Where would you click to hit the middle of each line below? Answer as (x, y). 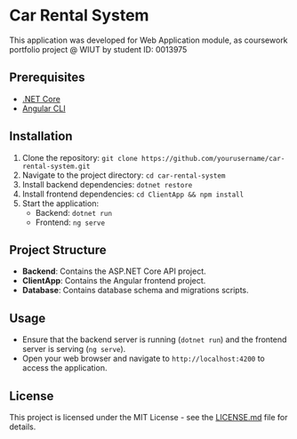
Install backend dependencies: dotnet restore (107, 184)
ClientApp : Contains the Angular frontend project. (114, 281)
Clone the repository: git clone (80, 157)
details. (23, 427)
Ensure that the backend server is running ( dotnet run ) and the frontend (154, 339)
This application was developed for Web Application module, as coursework (148, 40)
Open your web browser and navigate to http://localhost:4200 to (143, 359)
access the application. (64, 368)
